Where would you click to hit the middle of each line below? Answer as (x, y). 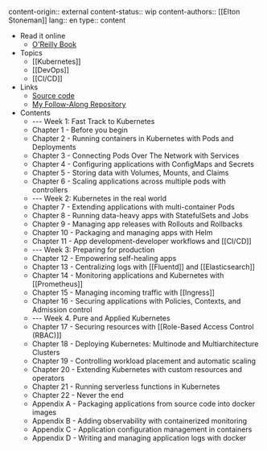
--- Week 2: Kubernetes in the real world (99, 198)
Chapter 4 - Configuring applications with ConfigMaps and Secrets (143, 164)
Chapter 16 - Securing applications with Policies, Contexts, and (136, 301)
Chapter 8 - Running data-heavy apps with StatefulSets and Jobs (140, 215)
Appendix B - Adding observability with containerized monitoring (140, 421)
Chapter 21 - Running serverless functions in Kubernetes (126, 387)
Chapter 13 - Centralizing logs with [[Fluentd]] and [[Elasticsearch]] (144, 267)
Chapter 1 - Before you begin (80, 130)
